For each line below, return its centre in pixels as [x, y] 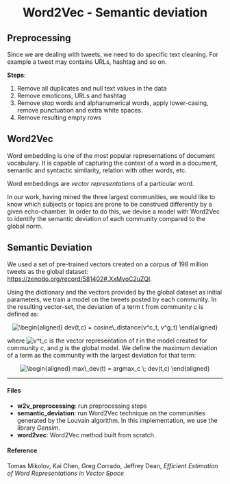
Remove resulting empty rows [59, 117]
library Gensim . [38, 428]
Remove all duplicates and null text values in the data [92, 88]
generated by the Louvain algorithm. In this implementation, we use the [117, 420]
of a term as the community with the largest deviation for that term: [102, 355]
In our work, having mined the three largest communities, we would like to [111, 196]
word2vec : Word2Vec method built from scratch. [86, 435]
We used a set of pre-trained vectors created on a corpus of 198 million [108, 264]
